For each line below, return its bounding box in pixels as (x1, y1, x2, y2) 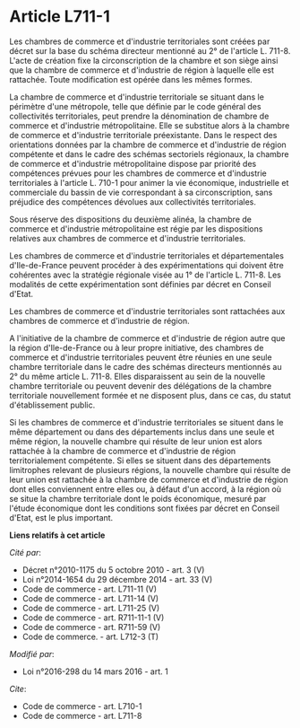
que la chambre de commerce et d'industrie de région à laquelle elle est (9, 65, 275, 75)
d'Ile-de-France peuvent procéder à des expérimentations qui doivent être (9, 259, 284, 270)
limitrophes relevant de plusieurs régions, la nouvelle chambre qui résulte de (9, 464, 291, 475)
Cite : (9, 683, 27, 694)
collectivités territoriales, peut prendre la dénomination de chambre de (9, 110, 270, 121)
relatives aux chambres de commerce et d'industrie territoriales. (9, 232, 246, 243)
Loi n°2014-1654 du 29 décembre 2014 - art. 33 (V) (21, 574, 213, 584)
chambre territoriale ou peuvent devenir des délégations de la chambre (9, 380, 272, 391)
